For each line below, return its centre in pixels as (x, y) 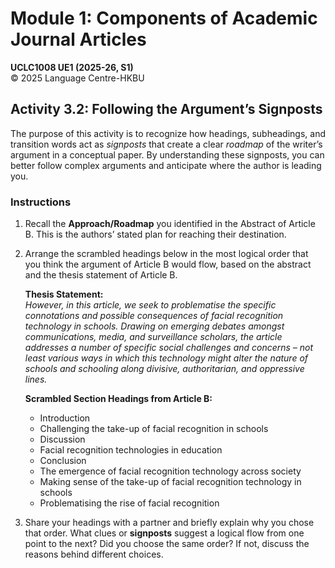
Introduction (65, 418)
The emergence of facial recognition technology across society (170, 471)
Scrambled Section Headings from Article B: (118, 399)
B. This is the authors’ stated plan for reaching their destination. (155, 234)
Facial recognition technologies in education (131, 450)
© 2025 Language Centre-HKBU (77, 78)
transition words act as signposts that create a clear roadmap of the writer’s (166, 144)
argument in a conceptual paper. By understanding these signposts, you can (167, 154)
